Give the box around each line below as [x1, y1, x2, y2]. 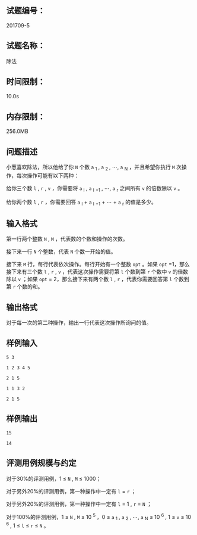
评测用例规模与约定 [6, 458, 77, 468]
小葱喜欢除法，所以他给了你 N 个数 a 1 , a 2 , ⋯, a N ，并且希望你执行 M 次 [6, 163, 182, 172]
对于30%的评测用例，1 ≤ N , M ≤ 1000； [6, 475, 101, 482]
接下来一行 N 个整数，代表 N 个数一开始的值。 [6, 248, 117, 255]
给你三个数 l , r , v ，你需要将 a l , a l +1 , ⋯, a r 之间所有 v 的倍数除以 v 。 [6, 184, 183, 193]
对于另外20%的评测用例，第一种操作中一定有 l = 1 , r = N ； [6, 500, 152, 508]
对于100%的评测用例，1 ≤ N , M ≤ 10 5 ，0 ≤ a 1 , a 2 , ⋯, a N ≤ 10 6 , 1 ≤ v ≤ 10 [6, 512, 192, 521]
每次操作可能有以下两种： [16, 172, 79, 179]
